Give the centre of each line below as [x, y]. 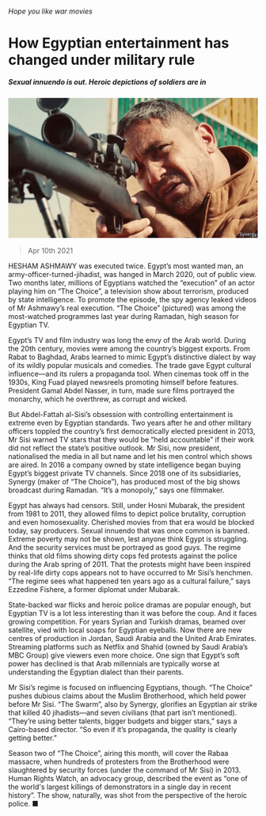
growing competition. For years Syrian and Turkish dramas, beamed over [127, 622]
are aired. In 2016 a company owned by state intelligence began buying [125, 465]
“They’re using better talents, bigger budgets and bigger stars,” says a [123, 721]
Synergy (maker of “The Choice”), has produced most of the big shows [124, 482]
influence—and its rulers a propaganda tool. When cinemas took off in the [129, 374]
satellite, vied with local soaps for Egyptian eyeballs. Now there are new [125, 630]
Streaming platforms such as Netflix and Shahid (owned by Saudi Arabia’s [128, 647]
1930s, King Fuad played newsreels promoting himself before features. [123, 382]
